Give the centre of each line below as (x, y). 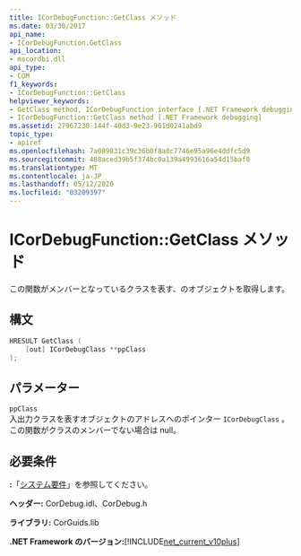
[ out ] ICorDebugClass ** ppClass (86, 349)
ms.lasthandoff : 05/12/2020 (62, 185)
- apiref (26, 143)
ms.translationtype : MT (54, 168)
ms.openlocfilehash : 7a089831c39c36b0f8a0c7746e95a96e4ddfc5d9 (130, 151)
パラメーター (45, 388)
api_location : (36, 51)
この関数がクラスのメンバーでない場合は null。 (95, 430)
